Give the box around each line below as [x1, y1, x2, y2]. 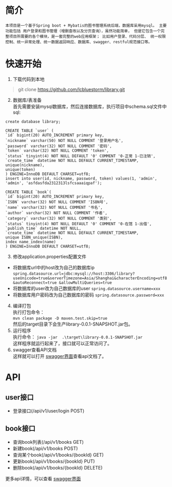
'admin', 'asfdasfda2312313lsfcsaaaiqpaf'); [5, 181, 102, 186]
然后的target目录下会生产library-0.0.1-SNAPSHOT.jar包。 [12, 321, 133, 327]
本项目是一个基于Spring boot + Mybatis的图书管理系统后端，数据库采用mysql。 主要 [5, 23, 167, 28]
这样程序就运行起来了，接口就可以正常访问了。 [12, 340, 112, 346]
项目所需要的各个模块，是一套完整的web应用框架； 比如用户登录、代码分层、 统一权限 [9, 34, 166, 39]
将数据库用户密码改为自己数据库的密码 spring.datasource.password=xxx [12, 292, 164, 298]
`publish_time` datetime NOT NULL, [5, 226, 82, 231]
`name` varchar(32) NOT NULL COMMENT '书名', [5, 205, 103, 210]
